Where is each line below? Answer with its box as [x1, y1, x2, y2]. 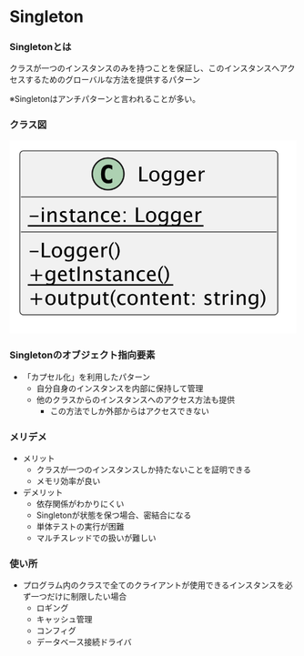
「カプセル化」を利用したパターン [22, 371, 151, 382]
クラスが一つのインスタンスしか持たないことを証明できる [35, 464, 252, 475]
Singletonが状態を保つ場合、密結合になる [35, 510, 192, 520]
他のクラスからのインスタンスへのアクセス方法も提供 [35, 394, 236, 405]
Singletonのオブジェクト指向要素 [9, 348, 156, 361]
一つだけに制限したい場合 [30, 591, 127, 602]
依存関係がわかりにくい [35, 499, 125, 510]
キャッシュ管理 [35, 614, 93, 625]
